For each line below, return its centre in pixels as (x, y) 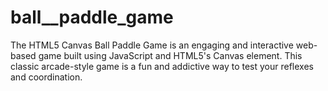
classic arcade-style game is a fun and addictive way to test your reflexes (162, 66)
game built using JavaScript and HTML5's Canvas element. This (170, 55)
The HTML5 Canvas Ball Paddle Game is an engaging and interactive (152, 45)
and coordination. (46, 77)
